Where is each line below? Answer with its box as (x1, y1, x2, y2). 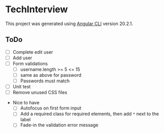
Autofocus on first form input (20, 105, 82, 111)
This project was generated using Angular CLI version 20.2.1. (5, 20, 133, 27)
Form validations (12, 60, 48, 66)
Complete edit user (12, 49, 54, 55)
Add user (12, 55, 32, 61)
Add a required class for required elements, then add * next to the (20, 111, 159, 117)
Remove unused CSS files (12, 90, 67, 96)
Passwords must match (20, 78, 70, 84)
